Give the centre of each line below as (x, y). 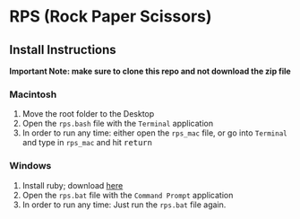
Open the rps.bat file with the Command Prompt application (128, 195)
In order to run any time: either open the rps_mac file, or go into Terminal (155, 133)
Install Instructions (63, 50)
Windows (30, 166)
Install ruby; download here (73, 185)
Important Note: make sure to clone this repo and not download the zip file (150, 71)
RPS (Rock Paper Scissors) (111, 17)
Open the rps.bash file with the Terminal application (117, 124)
